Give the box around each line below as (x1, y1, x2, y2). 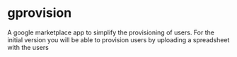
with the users (7, 43, 50, 51)
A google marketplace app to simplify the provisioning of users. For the (7, 28, 214, 37)
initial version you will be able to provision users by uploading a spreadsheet (7, 35, 230, 44)
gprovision (7, 5, 72, 21)
